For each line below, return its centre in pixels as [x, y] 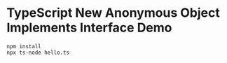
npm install [24, 46]
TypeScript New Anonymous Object [113, 13]
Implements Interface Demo [89, 28]
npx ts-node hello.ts [38, 52]
